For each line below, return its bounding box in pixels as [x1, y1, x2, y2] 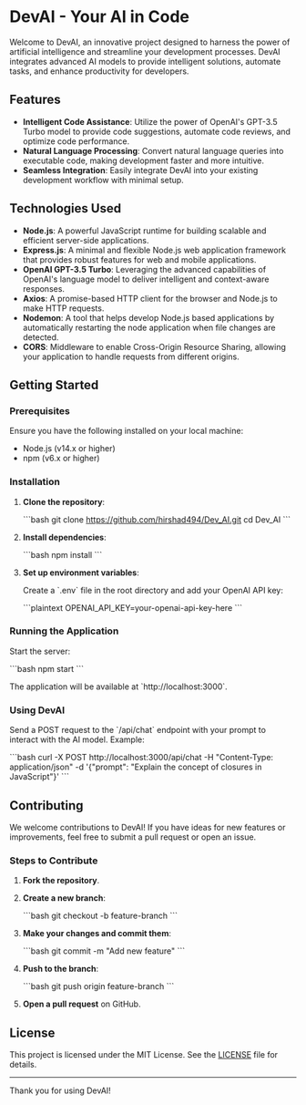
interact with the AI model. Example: [9, 734, 145, 745]
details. [9, 1059, 37, 1070]
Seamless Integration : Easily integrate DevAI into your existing [22, 164, 259, 175]
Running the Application [9, 625, 119, 637]
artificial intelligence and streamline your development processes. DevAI [9, 46, 280, 57]
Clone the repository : [22, 496, 106, 507]
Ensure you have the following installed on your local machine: [9, 426, 244, 437]
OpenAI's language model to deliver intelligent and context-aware [22, 274, 270, 284]
